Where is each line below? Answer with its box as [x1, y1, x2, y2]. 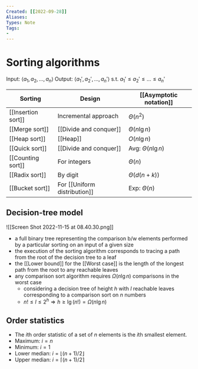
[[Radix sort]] [9, 170, 47, 179]
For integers [57, 157, 91, 166]
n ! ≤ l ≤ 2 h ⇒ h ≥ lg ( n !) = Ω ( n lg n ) [23, 297, 107, 305]
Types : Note [6, 19, 35, 25]
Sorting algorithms [6, 56, 100, 70]
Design [80, 94, 101, 103]
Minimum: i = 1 [14, 344, 51, 351]
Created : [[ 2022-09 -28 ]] [6, 8, 67, 15]
